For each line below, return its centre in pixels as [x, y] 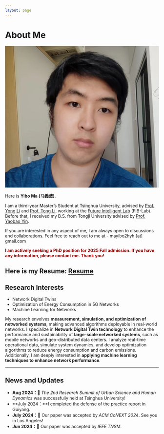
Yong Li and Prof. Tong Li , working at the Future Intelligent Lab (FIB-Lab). [78, 211]
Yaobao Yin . [17, 221]
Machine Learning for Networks [44, 310]
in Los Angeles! [28, 421]
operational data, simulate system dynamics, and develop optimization [76, 345]
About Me [25, 35]
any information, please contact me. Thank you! [55, 256]
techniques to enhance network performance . [53, 360]
